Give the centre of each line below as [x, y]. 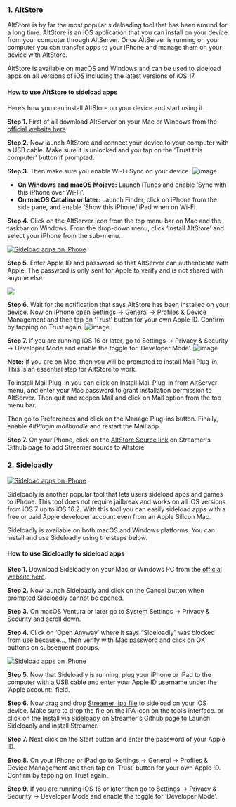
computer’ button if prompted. [51, 157]
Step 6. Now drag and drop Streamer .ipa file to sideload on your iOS [107, 703]
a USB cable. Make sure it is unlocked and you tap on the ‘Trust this [105, 150]
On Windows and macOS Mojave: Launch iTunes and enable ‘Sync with [122, 185]
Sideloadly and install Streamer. [53, 726]
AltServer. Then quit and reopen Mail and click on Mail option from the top [114, 398]
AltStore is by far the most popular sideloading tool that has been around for [117, 25]
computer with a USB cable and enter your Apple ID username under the [112, 682]
